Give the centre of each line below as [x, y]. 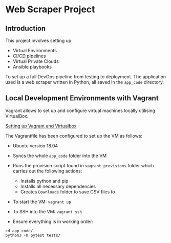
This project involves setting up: [39, 40]
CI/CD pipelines [29, 56]
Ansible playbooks [32, 67]
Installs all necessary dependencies [58, 186]
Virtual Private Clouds [36, 61]
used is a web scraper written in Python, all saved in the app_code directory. [85, 82]
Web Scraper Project [50, 9]
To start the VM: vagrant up [42, 202]
